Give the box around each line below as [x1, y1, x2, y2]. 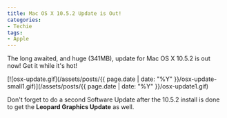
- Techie [7, 23, 32, 29]
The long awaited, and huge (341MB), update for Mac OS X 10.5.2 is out [7, 54, 210, 62]
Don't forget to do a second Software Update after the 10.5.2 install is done [7, 95, 220, 104]
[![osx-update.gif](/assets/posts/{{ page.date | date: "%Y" [7, 75, 172, 83]
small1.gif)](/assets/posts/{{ [7, 82, 86, 91]
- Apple [7, 36, 30, 43]
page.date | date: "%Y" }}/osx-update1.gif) [87, 82, 209, 91]
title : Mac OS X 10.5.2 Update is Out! [7, 10, 122, 17]
